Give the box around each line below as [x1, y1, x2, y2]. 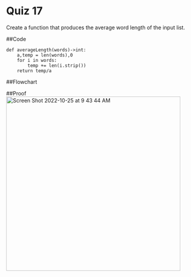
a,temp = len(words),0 [17, 52, 73, 58]
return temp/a [17, 67, 52, 74]
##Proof [6, 89, 27, 97]
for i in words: [17, 57, 58, 63]
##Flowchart [6, 78, 37, 85]
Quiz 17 [6, 4, 43, 18]
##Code [6, 35, 27, 42]
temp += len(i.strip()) [27, 63, 86, 69]
